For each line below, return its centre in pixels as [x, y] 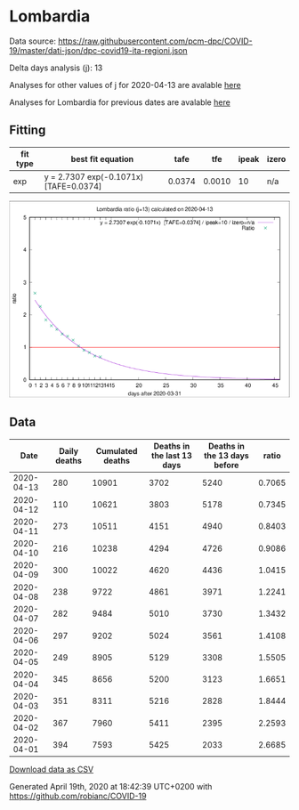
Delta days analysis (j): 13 [56, 68]
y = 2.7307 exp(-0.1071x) [94, 176]
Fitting [28, 130]
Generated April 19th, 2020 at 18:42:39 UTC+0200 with [111, 786]
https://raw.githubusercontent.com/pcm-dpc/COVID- [155, 41]
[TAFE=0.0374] [73, 186]
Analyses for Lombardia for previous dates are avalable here [120, 102]
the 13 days [226, 456]
